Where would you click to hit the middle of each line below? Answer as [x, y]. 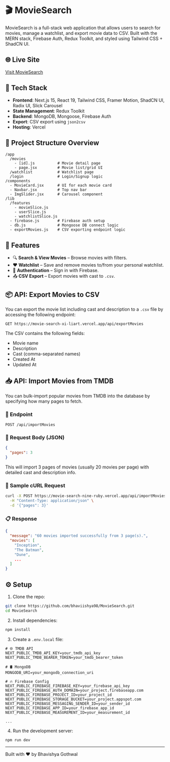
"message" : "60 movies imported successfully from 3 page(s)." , [79, 536]
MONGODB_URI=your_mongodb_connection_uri [50, 672]
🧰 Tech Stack [26, 88]
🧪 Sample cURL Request [35, 485]
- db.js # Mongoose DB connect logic [64, 225]
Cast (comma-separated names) [47, 354]
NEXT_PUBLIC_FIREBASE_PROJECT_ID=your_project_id [59, 695]
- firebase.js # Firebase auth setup [57, 221]
